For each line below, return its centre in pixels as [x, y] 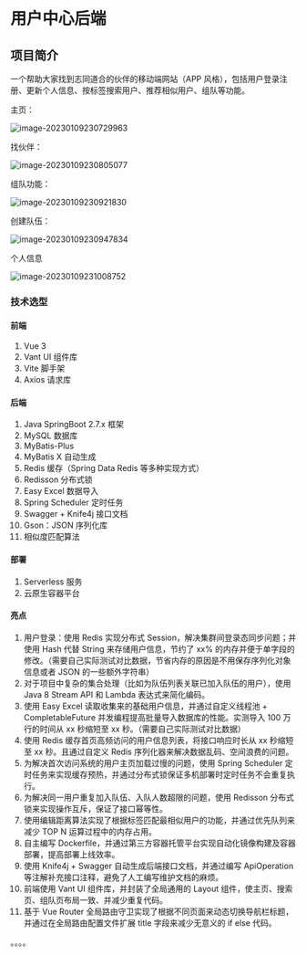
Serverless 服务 [53, 582]
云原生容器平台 [51, 593]
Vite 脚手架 [44, 368]
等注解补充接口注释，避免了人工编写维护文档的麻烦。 [123, 877]
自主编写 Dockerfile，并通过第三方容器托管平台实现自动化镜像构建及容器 [160, 843]
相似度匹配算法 [51, 537]
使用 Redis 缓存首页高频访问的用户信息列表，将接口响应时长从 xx [145, 740]
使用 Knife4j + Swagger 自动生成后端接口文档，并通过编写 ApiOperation [158, 866]
